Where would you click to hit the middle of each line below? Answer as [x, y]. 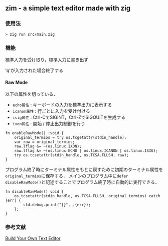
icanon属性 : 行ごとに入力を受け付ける [51, 111]
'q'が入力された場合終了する [34, 70]
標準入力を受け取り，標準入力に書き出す [47, 59]
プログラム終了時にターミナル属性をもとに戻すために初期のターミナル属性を [84, 170]
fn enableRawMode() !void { [35, 133]
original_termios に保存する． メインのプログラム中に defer [67, 176]
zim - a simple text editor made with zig [68, 8]
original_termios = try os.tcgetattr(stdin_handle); [70, 138]
